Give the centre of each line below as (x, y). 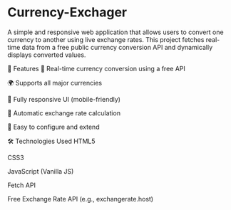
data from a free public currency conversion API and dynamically (117, 47)
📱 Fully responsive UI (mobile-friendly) (64, 99)
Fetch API (21, 185)
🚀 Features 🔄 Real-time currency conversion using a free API (96, 68)
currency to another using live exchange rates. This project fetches (106, 39)
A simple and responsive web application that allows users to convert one (115, 32)
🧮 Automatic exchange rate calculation (64, 113)
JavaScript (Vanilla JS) (41, 171)
